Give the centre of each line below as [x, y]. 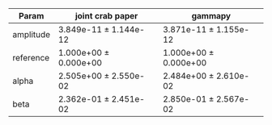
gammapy [211, 16]
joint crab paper [106, 16]
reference [31, 58]
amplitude [32, 34]
